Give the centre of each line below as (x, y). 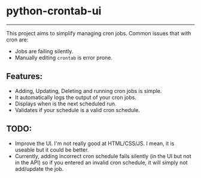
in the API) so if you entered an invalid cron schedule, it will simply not (101, 162)
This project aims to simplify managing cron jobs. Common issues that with (99, 33)
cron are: (17, 40)
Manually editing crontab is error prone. (63, 58)
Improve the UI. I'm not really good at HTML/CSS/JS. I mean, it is (95, 143)
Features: (25, 76)
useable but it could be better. (52, 150)
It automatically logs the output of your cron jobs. (75, 97)
